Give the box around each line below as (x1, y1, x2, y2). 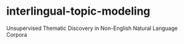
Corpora (6, 31, 27, 38)
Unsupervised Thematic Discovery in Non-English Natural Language (6, 24, 178, 32)
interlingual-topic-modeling (6, 4, 150, 18)
